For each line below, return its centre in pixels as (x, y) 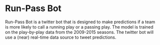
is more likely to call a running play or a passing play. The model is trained (79, 27)
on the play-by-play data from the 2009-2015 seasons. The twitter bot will (79, 32)
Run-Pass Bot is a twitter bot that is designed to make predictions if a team (80, 22)
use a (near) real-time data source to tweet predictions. (61, 37)
